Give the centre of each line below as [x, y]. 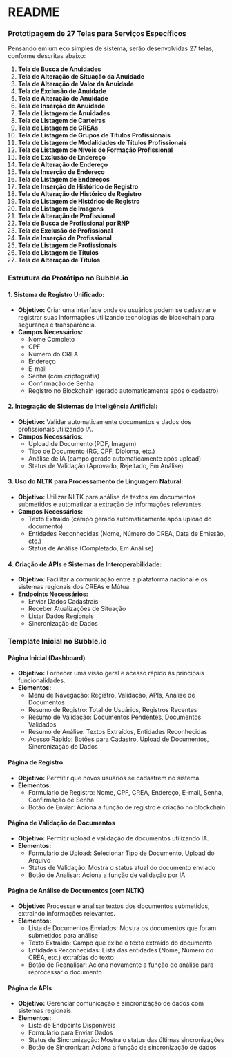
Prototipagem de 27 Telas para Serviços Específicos [97, 34]
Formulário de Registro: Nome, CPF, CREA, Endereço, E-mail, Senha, [126, 792]
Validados [42, 724]
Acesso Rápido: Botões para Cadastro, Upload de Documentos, [118, 739]
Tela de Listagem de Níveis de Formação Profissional [95, 150]
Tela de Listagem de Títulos [58, 253]
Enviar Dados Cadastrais [63, 602]
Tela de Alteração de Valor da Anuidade [76, 84]
